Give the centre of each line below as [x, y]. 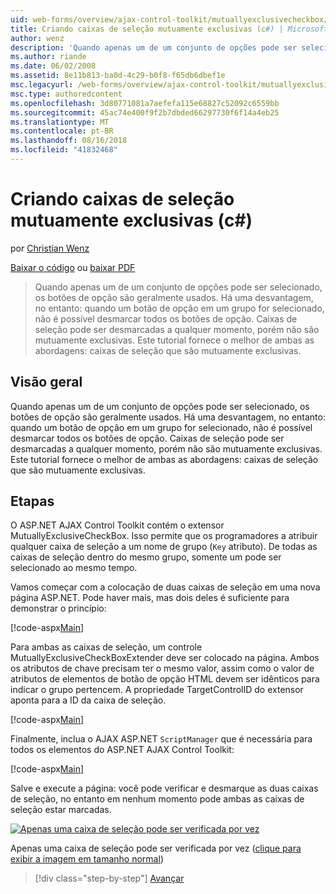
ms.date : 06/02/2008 [53, 66]
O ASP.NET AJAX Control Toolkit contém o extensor [117, 525]
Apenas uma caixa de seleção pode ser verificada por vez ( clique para [156, 848]
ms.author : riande [48, 57]
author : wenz [37, 38]
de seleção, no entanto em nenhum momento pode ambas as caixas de [157, 799]
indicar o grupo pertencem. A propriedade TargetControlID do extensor [157, 690]
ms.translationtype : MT [60, 122]
